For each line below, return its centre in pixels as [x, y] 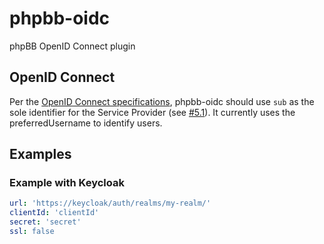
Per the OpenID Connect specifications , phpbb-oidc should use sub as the [162, 101]
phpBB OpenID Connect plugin [72, 46]
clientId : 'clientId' [54, 213]
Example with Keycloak [67, 183]
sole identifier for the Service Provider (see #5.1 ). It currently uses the [152, 112]
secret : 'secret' [45, 222]
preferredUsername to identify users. [86, 123]
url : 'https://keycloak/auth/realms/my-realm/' [110, 203]
